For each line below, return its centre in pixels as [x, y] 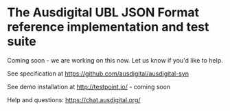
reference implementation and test [108, 27]
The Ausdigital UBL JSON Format [103, 13]
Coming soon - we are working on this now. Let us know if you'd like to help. [115, 60]
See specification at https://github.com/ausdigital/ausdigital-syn [98, 74]
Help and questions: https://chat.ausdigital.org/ [74, 99]
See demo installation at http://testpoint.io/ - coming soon [89, 86]
